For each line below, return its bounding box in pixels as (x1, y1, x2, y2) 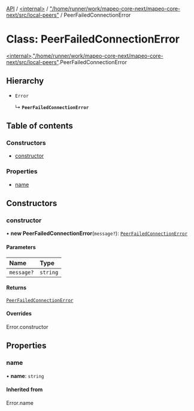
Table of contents (6, 121, 73, 131)
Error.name (6, 399, 34, 406)
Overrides (6, 310, 32, 317)
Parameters (6, 244, 36, 251)
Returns (6, 284, 27, 291)
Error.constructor (6, 324, 49, 331)
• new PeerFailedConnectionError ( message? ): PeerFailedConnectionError (6, 230, 187, 237)
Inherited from (6, 386, 43, 393)
